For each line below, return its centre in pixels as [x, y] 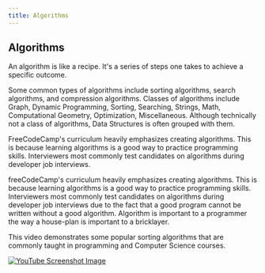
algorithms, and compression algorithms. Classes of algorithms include [124, 99]
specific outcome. [38, 75]
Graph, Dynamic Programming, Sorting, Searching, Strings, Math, [115, 107]
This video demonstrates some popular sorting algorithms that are [116, 237]
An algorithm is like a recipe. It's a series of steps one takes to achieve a [126, 66]
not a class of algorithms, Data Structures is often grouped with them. [122, 124]
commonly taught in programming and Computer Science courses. [117, 245]
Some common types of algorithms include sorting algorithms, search [122, 90]
